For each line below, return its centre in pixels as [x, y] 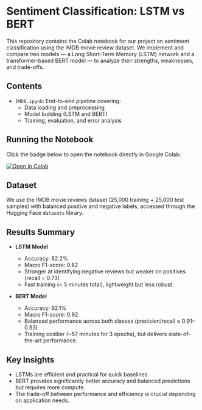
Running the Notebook [50, 139]
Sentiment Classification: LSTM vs [96, 11]
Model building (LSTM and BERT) [66, 113]
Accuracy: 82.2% [46, 259]
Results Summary [41, 232]
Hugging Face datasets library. [45, 213]
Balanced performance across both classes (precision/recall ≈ [102, 321]
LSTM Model [32, 247]
